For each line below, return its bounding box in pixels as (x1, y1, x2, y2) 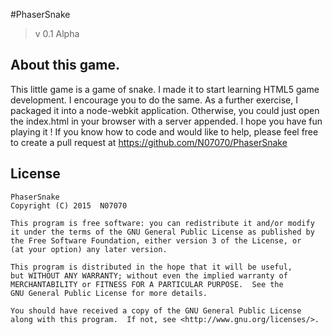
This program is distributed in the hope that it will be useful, (10, 262, 293, 272)
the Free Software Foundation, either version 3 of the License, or (10, 235, 302, 246)
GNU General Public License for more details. (10, 288, 208, 298)
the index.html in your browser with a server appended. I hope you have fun (10, 115, 323, 127)
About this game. (10, 57, 120, 74)
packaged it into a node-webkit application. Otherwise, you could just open (10, 104, 320, 116)
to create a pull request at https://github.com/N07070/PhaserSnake (10, 136, 288, 148)
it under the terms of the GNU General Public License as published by (10, 227, 315, 237)
